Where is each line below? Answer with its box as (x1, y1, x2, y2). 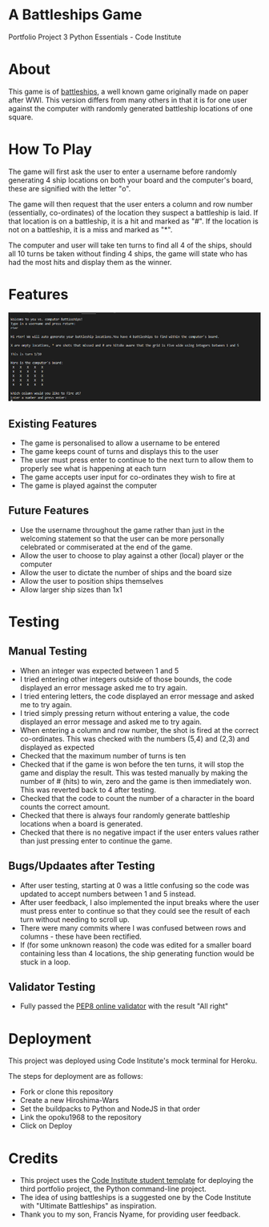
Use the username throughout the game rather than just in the (19, 525, 225, 534)
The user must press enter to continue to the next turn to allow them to (19, 455, 254, 465)
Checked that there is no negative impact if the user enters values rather (19, 827, 259, 837)
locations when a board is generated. (19, 819, 143, 828)
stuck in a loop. (19, 957, 70, 967)
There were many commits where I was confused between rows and (19, 923, 247, 932)
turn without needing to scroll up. (19, 915, 130, 924)
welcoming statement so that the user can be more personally (19, 533, 225, 543)
